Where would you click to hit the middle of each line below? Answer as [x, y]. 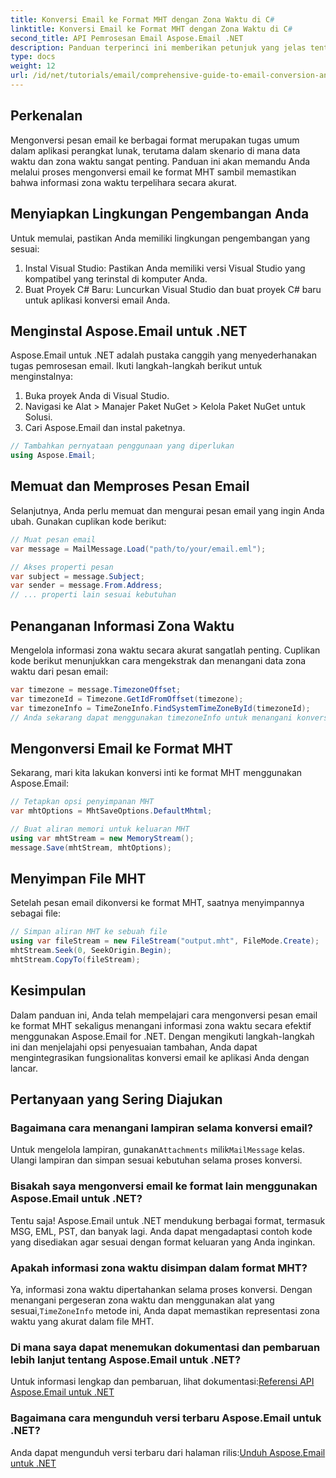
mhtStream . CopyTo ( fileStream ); [75, 960]
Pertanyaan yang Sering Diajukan [116, 1099]
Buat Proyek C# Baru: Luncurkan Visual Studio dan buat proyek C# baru [173, 289]
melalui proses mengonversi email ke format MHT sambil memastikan [153, 172]
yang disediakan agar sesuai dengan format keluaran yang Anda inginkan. [163, 1242]
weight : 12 [33, 66]
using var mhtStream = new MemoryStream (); [102, 838]
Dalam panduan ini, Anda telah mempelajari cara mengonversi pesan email [164, 1015]
